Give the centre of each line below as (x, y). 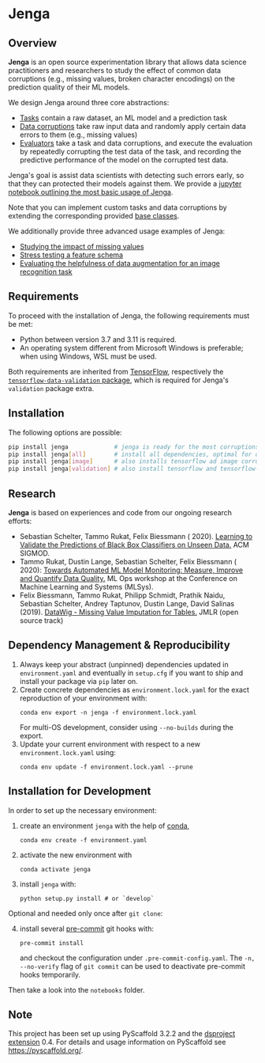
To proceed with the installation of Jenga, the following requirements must (129, 315)
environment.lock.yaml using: (68, 752)
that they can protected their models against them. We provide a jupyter (125, 184)
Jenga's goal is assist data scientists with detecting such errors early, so (126, 175)
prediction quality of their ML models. (69, 87)
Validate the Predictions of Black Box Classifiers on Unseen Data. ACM (134, 545)
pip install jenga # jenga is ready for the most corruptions (134, 447)
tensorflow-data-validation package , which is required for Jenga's (118, 380)
